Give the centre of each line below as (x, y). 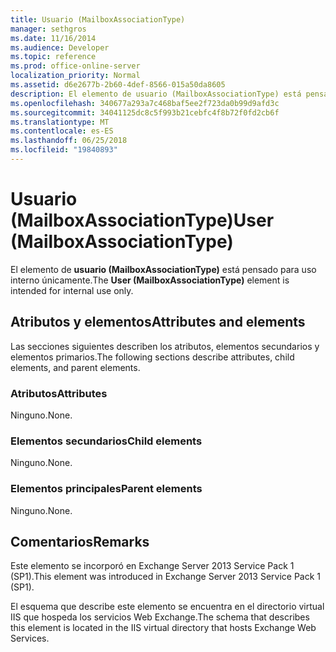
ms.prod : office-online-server (75, 66)
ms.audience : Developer (60, 47)
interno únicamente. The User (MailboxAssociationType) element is (150, 280)
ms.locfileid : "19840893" (64, 150)
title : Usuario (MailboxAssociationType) (98, 19)
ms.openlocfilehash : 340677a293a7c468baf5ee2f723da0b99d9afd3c (145, 103)
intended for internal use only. (72, 290)
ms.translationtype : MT (60, 122)
